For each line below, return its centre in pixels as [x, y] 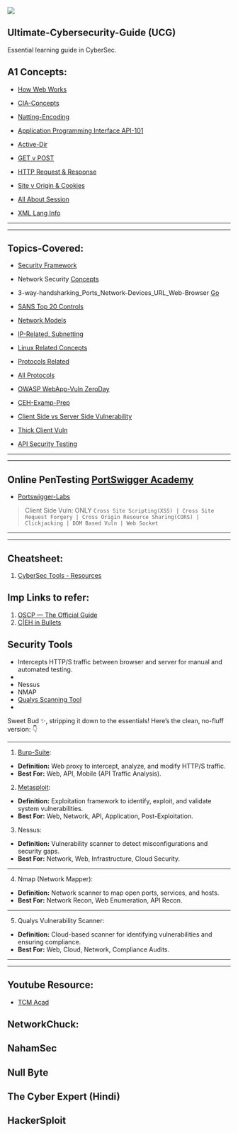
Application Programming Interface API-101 [80, 130]
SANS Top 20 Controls [50, 307]
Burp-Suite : [34, 752]
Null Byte [28, 1072]
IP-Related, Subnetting [50, 334]
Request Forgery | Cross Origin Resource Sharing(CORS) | [112, 518]
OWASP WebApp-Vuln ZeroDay [63, 389]
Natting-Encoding [43, 116]
